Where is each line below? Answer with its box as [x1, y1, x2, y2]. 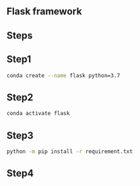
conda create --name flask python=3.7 [6, 72, 120, 79]
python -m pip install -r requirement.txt [6, 147, 133, 155]
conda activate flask [6, 110, 70, 117]
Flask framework [6, 6, 82, 18]
